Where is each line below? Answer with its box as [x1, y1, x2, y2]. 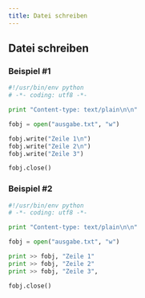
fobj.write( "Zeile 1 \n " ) [8, 134, 91, 143]
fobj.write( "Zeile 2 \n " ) [8, 142, 91, 150]
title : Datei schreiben [8, 11, 88, 20]
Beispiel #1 [8, 65, 51, 76]
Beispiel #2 [8, 183, 53, 194]
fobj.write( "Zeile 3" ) [8, 149, 84, 157]
